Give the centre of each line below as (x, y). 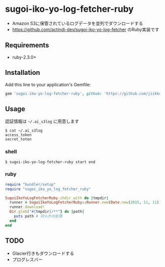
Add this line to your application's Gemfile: (48, 84)
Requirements (27, 45)
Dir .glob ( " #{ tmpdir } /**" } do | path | (47, 212)
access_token (18, 135)
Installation (23, 73)
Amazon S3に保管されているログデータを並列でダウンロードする (78, 23)
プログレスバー (27, 259)
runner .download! (27, 207)
